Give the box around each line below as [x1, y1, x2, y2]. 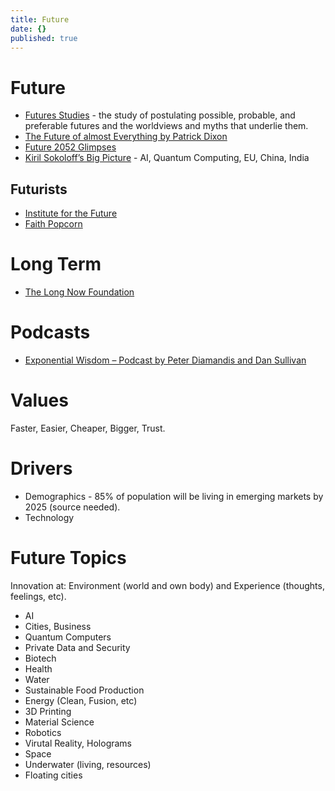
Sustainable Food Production [24, 684, 145, 696]
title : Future [10, 14, 70, 25]
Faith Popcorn [24, 218, 83, 230]
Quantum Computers [24, 631, 112, 643]
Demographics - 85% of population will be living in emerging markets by [24, 490, 324, 502]
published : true [10, 33, 78, 43]
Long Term [10, 253, 102, 276]
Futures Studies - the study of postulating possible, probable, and [24, 109, 296, 121]
